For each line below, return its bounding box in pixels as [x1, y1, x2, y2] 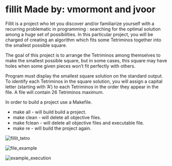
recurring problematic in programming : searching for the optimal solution [5, 26, 161, 32]
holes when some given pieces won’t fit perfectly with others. [5, 63, 136, 69]
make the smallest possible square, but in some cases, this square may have [5, 57, 167, 63]
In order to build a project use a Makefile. [5, 99, 92, 105]
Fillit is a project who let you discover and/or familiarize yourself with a [5, 20, 155, 27]
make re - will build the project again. [12, 125, 91, 131]
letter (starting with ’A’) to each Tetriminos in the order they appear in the [5, 83, 159, 90]
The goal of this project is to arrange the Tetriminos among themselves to [5, 52, 161, 58]
